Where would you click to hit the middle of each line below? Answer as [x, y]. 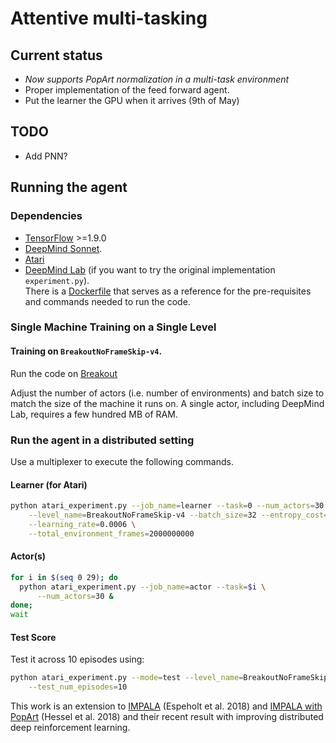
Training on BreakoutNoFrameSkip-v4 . [86, 351]
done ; [21, 605]
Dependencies [46, 216]
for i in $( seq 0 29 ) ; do [64, 577]
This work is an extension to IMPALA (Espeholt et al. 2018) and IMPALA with [166, 706]
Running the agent [69, 187]
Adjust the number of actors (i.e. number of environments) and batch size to [167, 393]
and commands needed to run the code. [107, 301]
